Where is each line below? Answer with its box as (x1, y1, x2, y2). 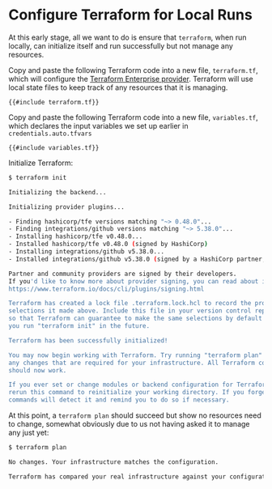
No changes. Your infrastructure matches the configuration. (8, 457, 219, 466)
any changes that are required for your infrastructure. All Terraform (8, 359, 255, 367)
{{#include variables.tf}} (8, 143, 100, 151)
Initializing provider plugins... (8, 202, 125, 211)
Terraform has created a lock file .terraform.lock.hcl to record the (8, 300, 252, 308)
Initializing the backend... (8, 188, 107, 196)
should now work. (8, 366, 67, 374)
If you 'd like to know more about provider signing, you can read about (8, 277, 259, 285)
